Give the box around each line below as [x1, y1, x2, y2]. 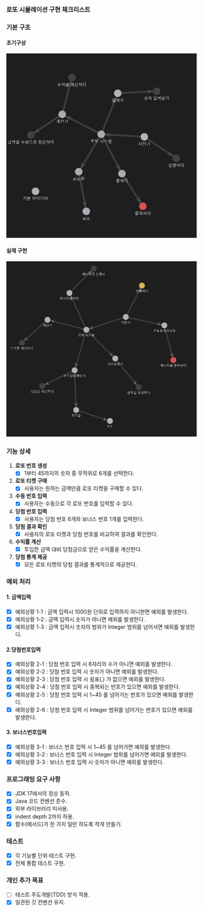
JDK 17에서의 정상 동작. [14, 790, 71, 797]
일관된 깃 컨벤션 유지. [14, 898, 65, 906]
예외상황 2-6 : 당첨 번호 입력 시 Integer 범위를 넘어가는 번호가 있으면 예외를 [14, 706, 193, 713]
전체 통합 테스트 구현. [14, 860, 65, 867]
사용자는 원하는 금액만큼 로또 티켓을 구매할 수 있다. [24, 485, 144, 492]
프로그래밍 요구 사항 [6, 775, 61, 783]
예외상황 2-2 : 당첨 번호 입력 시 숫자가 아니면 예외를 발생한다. [14, 668, 159, 675]
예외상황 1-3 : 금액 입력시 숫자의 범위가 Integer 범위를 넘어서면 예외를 [14, 623, 179, 631]
